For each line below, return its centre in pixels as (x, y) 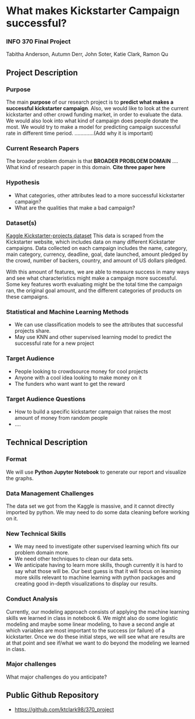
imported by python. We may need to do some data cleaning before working (98, 512)
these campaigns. (28, 297)
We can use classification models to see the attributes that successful (99, 325)
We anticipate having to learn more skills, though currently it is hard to (99, 565)
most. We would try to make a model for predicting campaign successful (93, 127)
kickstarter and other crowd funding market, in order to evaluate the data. (94, 115)
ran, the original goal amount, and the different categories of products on (94, 290)
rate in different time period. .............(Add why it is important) (80, 133)
